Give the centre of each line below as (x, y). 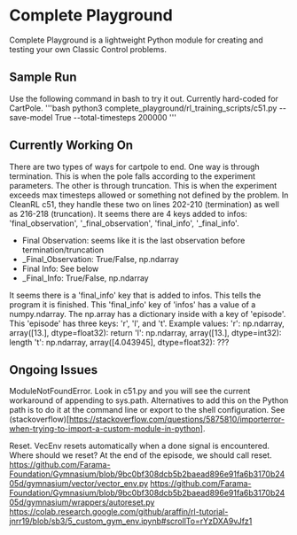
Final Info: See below (60, 268)
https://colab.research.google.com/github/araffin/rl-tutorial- (119, 512)
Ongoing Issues (54, 370)
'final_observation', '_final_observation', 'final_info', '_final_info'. (124, 223)
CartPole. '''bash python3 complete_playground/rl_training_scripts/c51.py (143, 108)
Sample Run (43, 78)
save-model (31, 117)
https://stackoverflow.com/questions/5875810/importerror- (177, 419)
